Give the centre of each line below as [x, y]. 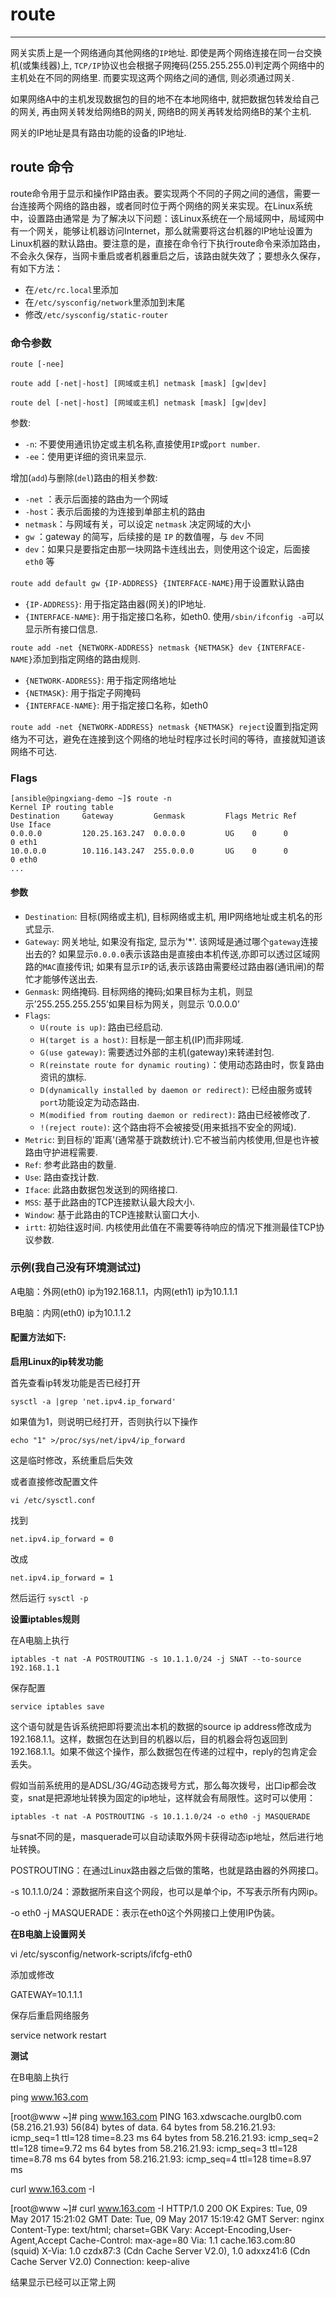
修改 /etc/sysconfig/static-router [96, 314]
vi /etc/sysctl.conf [53, 1501]
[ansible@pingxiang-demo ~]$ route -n [91, 799]
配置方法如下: [38, 1337]
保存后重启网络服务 [50, 2015]
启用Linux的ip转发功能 [56, 1362]
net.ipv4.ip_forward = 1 [62, 1578]
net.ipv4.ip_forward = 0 [62, 1539]
